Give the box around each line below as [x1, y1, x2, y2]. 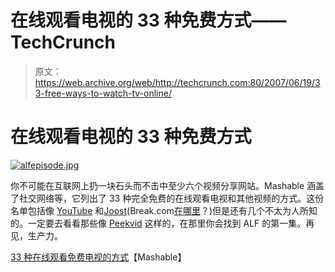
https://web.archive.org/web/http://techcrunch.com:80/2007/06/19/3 [34, 76, 321, 88]
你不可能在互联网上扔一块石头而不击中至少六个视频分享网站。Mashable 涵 [10, 179, 317, 191]
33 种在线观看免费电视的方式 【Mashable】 [10, 251, 187, 263]
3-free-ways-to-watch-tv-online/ [34, 87, 172, 99]
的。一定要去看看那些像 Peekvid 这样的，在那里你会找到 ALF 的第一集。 [10, 217, 307, 229]
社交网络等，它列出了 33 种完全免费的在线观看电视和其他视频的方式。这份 [18, 192, 325, 204]
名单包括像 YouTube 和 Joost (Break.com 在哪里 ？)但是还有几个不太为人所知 [10, 204, 318, 216]
